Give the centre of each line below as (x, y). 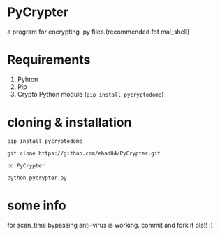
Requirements (49, 60)
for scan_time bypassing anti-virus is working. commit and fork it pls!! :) (110, 225)
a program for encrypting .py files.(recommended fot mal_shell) (98, 32)
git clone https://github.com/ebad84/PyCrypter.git (84, 153)
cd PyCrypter (26, 165)
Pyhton (28, 79)
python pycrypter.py (37, 178)
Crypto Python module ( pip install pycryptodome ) (90, 94)
